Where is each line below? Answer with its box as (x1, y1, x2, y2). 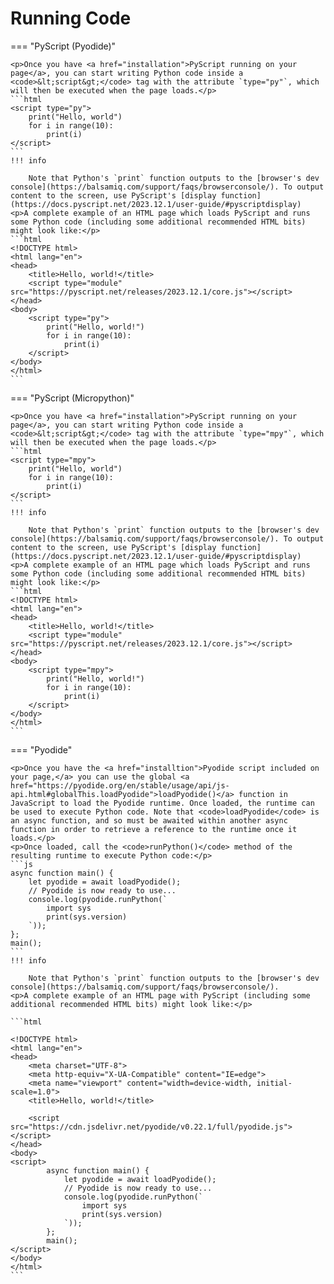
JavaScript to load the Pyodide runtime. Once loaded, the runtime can (10, 798, 315, 808)
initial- (256, 1078, 293, 1088)
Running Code (10, 7, 132, 30)
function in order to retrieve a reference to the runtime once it (10, 824, 298, 834)
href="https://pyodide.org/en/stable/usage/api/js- (10, 780, 230, 791)
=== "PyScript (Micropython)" (10, 392, 135, 404)
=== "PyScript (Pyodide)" (10, 40, 117, 52)
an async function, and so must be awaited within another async (10, 815, 288, 826)
